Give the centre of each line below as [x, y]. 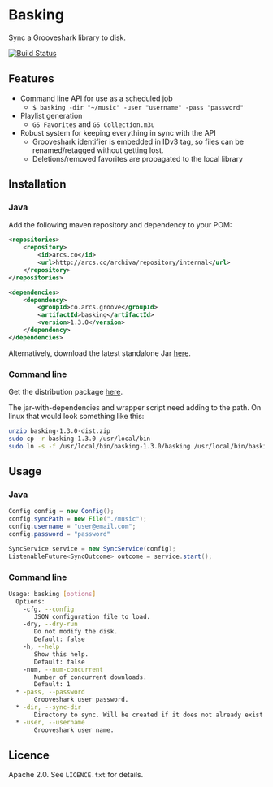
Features [31, 79]
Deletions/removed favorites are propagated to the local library [138, 158]
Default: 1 [52, 685]
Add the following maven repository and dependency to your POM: [120, 225]
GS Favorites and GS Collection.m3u [93, 124]
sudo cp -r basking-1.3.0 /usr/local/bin [80, 439]
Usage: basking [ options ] [52, 594]
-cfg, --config [49, 609]
